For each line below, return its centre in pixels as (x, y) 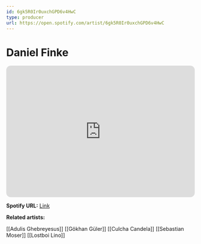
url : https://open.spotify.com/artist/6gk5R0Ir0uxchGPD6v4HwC (85, 23)
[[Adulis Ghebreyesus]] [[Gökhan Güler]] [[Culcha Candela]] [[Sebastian (95, 229)
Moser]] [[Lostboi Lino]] (36, 235)
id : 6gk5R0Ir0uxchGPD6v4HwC (41, 12)
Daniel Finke (37, 52)
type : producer (25, 17)
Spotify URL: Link (28, 206)
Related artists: (26, 217)
